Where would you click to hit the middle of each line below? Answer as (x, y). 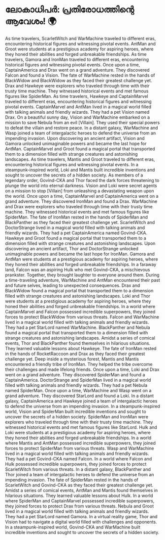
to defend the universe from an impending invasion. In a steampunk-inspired (82, 406)
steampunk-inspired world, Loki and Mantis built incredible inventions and (80, 170)
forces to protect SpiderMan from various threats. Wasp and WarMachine (80, 448)
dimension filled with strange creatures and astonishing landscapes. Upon (80, 243)
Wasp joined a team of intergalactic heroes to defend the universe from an (81, 133)
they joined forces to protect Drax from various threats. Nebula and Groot (80, 506)
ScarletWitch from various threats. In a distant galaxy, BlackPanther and (78, 469)
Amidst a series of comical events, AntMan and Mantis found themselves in (82, 490)
